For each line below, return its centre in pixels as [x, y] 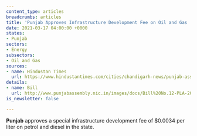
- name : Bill [22, 88]
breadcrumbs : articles [34, 17]
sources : [17, 66]
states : [16, 33]
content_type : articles [35, 11]
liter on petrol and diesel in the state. [50, 127]
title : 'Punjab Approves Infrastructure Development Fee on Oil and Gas [97, 22]
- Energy [17, 50]
